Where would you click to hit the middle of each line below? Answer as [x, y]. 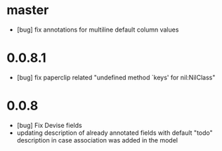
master [28, 10]
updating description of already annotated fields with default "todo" [115, 133]
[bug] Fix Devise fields [49, 125]
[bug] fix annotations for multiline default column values [98, 29]
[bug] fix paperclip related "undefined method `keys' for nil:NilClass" [116, 77]
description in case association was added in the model [97, 140]
